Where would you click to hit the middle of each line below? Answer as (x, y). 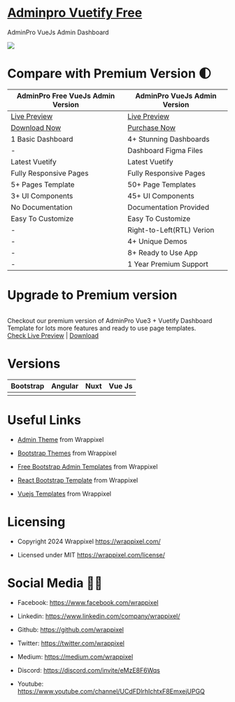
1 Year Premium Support (168, 264)
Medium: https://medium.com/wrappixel (75, 657)
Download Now (36, 127)
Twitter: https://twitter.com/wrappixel (71, 643)
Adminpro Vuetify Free (75, 13)
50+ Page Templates (162, 185)
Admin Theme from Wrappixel (60, 439)
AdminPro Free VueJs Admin (66, 96)
